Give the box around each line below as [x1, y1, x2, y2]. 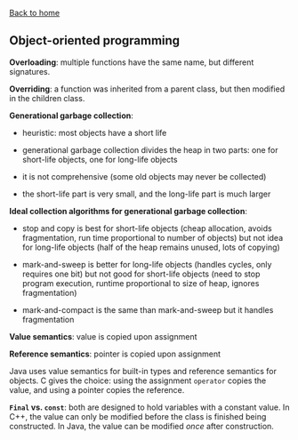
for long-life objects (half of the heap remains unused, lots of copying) [21, 242, 280, 252]
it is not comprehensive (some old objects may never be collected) [21, 171, 267, 181]
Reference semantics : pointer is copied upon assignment [9, 348, 221, 359]
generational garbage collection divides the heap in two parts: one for [21, 144, 278, 155]
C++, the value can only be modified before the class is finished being [9, 411, 267, 421]
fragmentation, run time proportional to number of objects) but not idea [21, 232, 284, 243]
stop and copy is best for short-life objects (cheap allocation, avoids [21, 222, 273, 234]
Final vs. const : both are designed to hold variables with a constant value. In [9, 402, 290, 412]
